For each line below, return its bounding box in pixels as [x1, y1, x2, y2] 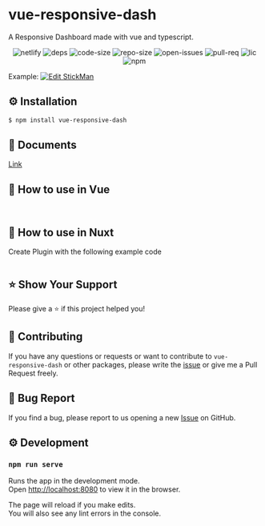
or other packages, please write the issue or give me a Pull [63, 359, 258, 369]
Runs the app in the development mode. [8, 476, 140, 486]
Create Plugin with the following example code [8, 247, 162, 257]
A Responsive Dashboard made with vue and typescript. [8, 32, 194, 42]
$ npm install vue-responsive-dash [8, 116, 127, 124]
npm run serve [8, 460, 63, 469]
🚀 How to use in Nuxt [8, 226, 114, 239]
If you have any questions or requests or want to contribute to [8, 351, 212, 361]
